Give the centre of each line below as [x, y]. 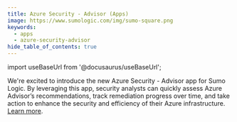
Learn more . [25, 111]
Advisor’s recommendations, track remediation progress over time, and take [118, 96]
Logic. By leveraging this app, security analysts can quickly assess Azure [115, 88]
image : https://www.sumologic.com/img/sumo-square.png [90, 21]
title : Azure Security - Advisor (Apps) [68, 14]
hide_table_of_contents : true [52, 47]
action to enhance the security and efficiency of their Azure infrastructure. [116, 103]
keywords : [22, 27]
